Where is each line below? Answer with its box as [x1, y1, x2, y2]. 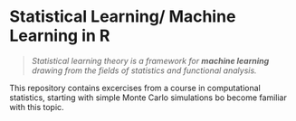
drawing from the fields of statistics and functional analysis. [31, 65, 257, 76]
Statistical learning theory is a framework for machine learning [31, 55, 270, 66]
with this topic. [9, 101, 65, 112]
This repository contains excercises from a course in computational [9, 82, 261, 93]
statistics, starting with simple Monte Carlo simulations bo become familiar [9, 92, 287, 103]
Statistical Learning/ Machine [9, 6, 236, 27]
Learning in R [9, 25, 110, 46]
